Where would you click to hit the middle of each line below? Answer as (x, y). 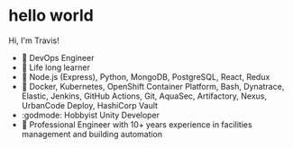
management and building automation (92, 134)
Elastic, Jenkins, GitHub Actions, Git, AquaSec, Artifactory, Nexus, (144, 96)
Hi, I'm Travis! (34, 40)
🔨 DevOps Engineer (58, 57)
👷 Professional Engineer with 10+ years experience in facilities (137, 124)
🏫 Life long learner (56, 67)
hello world (51, 16)
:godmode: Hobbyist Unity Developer (90, 115)
